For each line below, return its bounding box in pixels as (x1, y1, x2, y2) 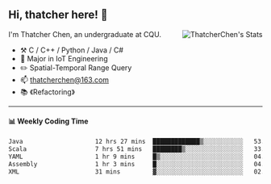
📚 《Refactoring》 (19, 86, 75, 97)
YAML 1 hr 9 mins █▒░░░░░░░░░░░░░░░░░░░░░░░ (8, 153, 244, 161)
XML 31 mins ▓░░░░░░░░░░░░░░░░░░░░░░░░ (8, 167, 244, 176)
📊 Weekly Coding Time (8, 116, 89, 126)
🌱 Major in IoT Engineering (19, 53, 108, 63)
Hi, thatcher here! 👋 (8, 8, 108, 22)
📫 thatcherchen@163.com (19, 74, 110, 85)
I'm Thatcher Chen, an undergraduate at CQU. (8, 29, 161, 39)
